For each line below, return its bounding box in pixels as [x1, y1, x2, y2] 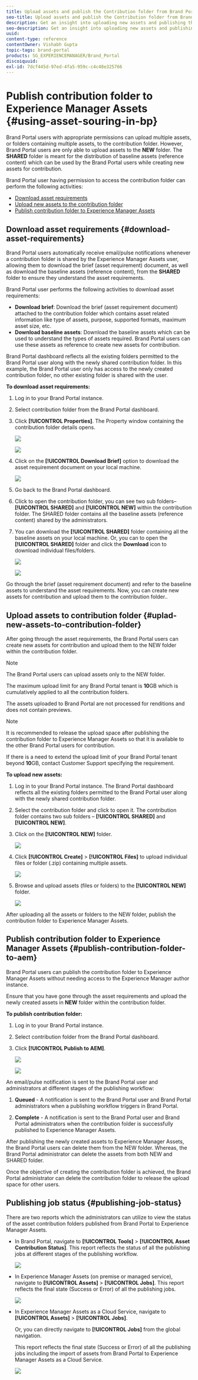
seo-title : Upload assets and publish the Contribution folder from [6, 14, 178, 20]
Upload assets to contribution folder [6, 610, 142, 620]
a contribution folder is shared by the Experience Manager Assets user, [6, 256, 179, 263]
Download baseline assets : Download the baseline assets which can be [14, 329, 190, 336]
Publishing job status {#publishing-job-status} [6, 1198, 182, 1208]
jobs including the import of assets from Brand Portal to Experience [14, 1350, 179, 1357]
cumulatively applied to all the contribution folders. [6, 688, 130, 695]
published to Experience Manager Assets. [14, 1126, 117, 1133]
